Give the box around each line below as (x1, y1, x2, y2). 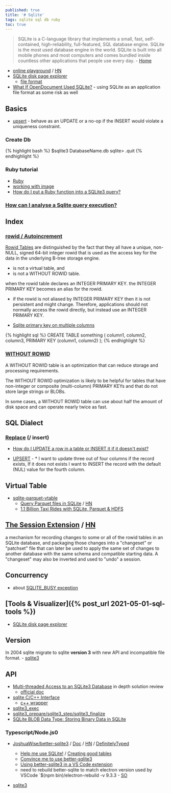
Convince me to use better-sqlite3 (20, 756, 92, 762)
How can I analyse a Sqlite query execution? (5, 201, 117, 208)
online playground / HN (12, 68, 62, 74)
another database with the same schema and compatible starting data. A (5, 550, 158, 557)
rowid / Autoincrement (5, 232, 63, 240)
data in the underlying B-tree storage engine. (5, 255, 101, 262)
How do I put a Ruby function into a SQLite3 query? (12, 188, 121, 195)
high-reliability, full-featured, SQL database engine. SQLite (41, 42, 165, 48)
